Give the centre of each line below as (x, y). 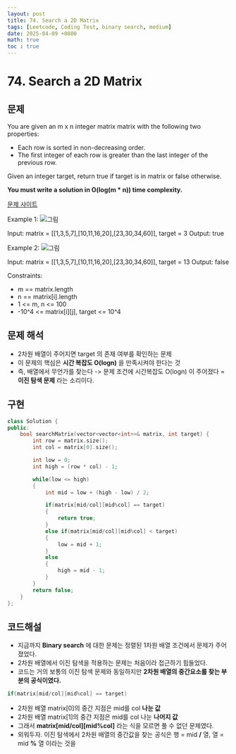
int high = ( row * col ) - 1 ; (75, 466)
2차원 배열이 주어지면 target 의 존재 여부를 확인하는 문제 (95, 353)
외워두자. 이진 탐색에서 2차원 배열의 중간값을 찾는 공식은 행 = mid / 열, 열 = (120, 735)
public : (19, 428)
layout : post (26, 14)
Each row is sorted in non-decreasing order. (81, 147)
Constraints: (25, 276)
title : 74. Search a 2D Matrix (53, 20)
